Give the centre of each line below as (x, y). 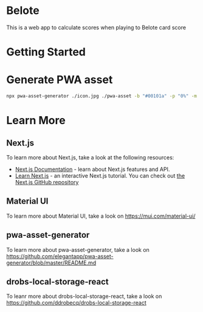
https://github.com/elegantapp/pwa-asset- (60, 256)
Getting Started (46, 52)
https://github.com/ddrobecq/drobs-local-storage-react (77, 303)
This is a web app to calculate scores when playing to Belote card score (96, 27)
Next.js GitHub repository (47, 182)
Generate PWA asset (60, 80)
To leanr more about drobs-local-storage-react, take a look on (84, 296)
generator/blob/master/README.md (51, 263)
